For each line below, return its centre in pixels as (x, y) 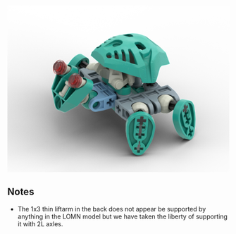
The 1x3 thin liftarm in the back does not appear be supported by (112, 209)
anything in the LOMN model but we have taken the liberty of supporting (122, 216)
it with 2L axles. (40, 223)
